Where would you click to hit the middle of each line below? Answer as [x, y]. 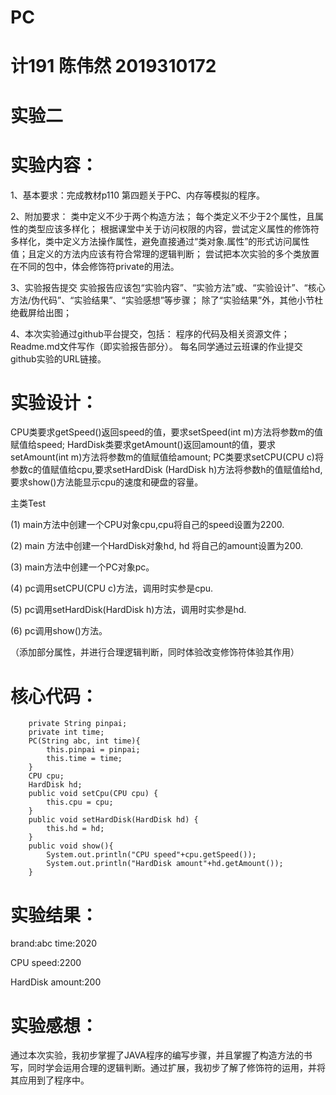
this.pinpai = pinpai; [93, 750]
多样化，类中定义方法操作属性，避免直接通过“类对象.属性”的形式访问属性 [160, 241]
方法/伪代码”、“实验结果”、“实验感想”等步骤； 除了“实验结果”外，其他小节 [162, 300]
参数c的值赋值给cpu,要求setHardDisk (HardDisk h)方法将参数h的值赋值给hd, [166, 470]
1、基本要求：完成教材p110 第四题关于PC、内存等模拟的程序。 [138, 195]
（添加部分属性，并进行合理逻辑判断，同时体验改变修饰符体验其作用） [155, 652]
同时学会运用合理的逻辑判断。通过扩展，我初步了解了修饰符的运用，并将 [176, 1068]
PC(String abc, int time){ [84, 741]
